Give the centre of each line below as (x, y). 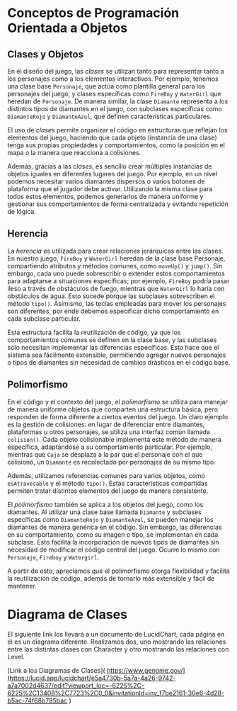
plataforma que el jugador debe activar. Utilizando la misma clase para (110, 189)
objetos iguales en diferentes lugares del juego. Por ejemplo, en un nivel (112, 174)
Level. (16, 656)
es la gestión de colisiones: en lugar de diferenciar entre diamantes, (106, 424)
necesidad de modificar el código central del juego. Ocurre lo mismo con (114, 550)
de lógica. (22, 211)
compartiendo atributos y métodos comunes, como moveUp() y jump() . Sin (115, 266)
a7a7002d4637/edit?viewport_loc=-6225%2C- (76, 686)
